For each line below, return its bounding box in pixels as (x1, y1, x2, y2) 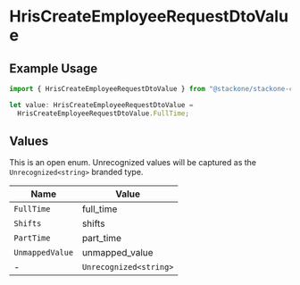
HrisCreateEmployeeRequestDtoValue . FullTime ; (17, 109, 190, 118)
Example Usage (9, 61, 98, 76)
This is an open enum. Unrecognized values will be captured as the (9, 157, 257, 168)
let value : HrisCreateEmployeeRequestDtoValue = (9, 100, 194, 109)
